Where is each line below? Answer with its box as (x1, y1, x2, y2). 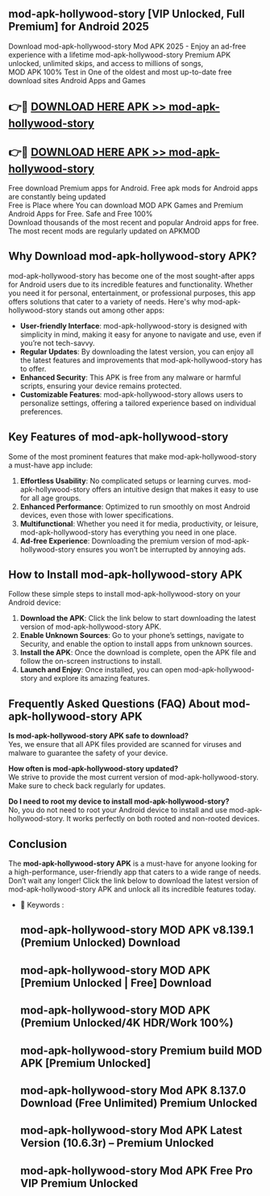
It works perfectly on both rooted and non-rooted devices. (66, 814, 260, 824)
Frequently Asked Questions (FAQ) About (8, 697, 220, 711)
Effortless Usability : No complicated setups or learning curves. (19, 476, 232, 485)
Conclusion (8, 837, 68, 851)
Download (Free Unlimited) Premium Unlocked (19, 1097, 258, 1110)
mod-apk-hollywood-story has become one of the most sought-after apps (8, 271, 255, 280)
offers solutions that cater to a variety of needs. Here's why (8, 296, 206, 306)
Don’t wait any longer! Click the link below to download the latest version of (8, 876, 260, 886)
